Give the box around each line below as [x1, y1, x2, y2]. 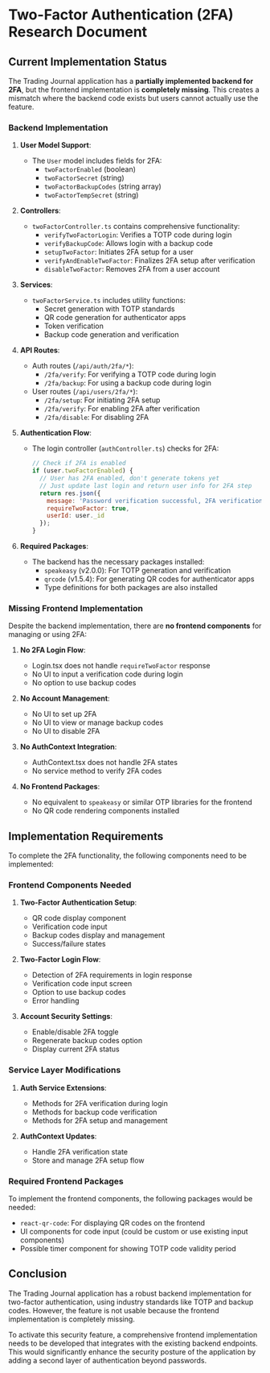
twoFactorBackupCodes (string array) [43, 181, 162, 191]
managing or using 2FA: [8, 630, 87, 639]
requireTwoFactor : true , [47, 504, 130, 513]
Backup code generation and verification [43, 330, 179, 339]
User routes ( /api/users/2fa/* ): [31, 387, 138, 397]
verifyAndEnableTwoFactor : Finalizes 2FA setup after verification [43, 256, 256, 265]
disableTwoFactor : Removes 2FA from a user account [43, 264, 220, 274]
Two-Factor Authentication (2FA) [8, 6, 235, 24]
